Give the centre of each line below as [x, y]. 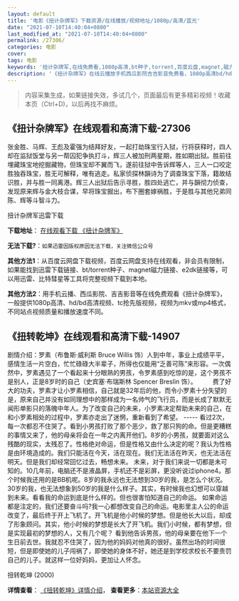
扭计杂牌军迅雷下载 [36, 215]
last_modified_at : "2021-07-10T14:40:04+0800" [78, 34]
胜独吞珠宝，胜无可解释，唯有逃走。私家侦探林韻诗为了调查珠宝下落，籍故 [116, 174]
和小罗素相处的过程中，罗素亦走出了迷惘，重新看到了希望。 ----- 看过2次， [118, 417]
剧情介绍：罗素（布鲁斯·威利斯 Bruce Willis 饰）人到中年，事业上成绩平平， [118, 355]
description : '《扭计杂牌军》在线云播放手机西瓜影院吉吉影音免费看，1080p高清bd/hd [120, 73]
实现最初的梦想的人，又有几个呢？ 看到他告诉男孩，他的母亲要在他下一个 [120, 533]
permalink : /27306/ [36, 41]
